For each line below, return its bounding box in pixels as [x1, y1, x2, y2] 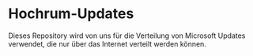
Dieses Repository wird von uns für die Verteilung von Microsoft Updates [8, 31, 246, 40]
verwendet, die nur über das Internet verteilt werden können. [8, 39, 207, 48]
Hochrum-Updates [8, 5, 134, 23]
